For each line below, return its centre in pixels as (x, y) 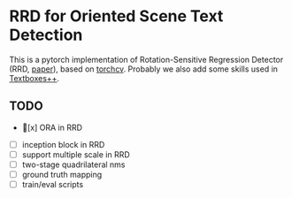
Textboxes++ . (35, 78)
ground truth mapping (62, 174)
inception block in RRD (63, 144)
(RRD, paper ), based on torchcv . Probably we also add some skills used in (144, 69)
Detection (46, 35)
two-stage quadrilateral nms (73, 164)
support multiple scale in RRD (76, 154)
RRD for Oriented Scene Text (116, 16)
